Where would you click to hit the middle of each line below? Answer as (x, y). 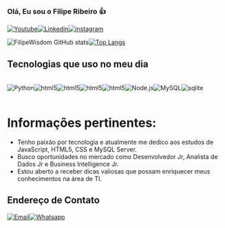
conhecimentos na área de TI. (59, 179)
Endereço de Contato (53, 200)
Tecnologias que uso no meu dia (78, 64)
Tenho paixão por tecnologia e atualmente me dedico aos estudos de (115, 142)
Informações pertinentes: (82, 123)
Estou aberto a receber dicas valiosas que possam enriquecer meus (114, 172)
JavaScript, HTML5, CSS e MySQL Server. (77, 149)
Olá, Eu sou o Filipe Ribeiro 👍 (57, 11)
